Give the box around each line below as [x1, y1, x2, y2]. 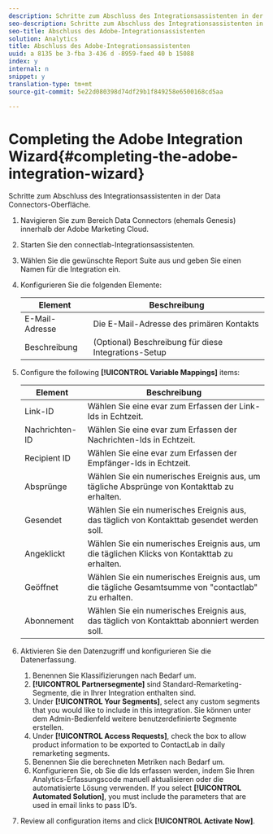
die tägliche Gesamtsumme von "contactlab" [87, 582, 258, 593]
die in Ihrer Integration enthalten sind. [70, 688, 197, 698]
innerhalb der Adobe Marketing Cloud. [19, 225, 149, 234]
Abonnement [24, 615, 75, 627]
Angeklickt [24, 548, 66, 560]
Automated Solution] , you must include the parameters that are [32, 792, 246, 801]
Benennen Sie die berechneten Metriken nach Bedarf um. [32, 758, 225, 767]
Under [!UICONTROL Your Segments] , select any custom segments [32, 696, 260, 706]
